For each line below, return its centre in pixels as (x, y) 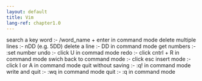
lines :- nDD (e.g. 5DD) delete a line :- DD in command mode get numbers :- (101, 46)
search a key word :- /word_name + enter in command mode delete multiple (101, 40)
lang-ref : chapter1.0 (34, 23)
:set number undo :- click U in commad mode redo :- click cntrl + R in (93, 53)
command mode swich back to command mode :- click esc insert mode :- (99, 59)
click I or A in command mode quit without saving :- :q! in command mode (99, 65)
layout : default (27, 12)
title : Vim (20, 17)
